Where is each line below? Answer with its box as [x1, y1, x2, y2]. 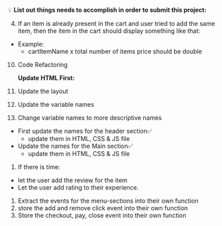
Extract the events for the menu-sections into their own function [17, 197, 199, 205]
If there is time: [17, 163, 60, 171]
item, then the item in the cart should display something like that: [17, 27, 201, 35]
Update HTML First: [17, 74, 75, 81]
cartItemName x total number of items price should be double [27, 47, 203, 55]
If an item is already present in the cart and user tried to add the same [17, 20, 215, 27]
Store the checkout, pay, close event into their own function [17, 212, 187, 219]
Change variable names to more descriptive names [17, 114, 162, 122]
